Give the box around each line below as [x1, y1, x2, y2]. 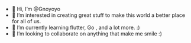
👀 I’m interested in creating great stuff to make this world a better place [11, 12, 185, 19]
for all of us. [11, 18, 41, 24]
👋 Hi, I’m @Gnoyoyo [11, 6, 61, 12]
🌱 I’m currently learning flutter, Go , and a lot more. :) [11, 24, 140, 31]
